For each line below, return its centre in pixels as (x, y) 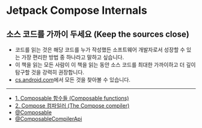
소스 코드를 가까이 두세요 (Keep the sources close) (98, 34)
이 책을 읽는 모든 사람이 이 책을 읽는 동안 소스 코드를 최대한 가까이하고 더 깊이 (105, 65)
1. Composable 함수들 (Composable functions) (72, 98)
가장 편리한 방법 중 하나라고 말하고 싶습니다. (73, 57)
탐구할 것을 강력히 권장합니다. (50, 72)
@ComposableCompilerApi (48, 119)
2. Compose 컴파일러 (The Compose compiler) (72, 105)
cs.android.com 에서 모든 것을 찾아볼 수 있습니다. (73, 80)
